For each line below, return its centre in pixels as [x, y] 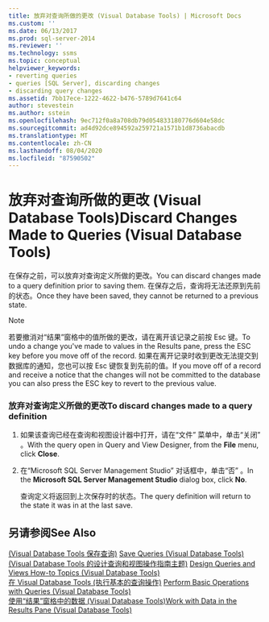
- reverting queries [43, 76]
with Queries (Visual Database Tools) [70, 591]
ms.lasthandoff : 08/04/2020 [56, 151]
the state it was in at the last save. [76, 505]
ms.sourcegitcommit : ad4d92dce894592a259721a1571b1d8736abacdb [117, 128]
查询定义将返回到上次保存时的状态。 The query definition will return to [135, 496]
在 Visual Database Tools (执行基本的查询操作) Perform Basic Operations [129, 583]
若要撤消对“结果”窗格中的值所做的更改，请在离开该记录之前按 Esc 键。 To [130, 337]
